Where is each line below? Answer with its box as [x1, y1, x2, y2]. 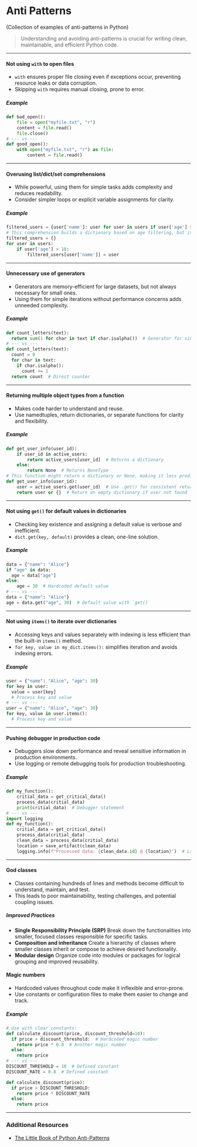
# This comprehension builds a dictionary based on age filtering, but [6, 230, 185, 236]
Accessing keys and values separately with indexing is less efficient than [14, 631, 191, 638]
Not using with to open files [6, 60, 74, 67]
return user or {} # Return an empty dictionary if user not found [16, 489, 188, 495]
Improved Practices [6, 912, 55, 919]
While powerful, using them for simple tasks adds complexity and [14, 183, 173, 190]
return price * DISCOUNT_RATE [16, 1091, 91, 1096]
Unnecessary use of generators [6, 270, 85, 277]
